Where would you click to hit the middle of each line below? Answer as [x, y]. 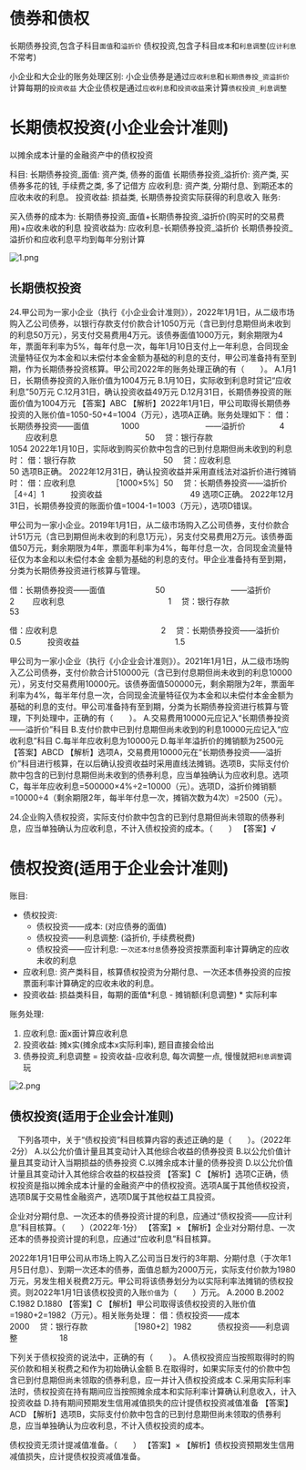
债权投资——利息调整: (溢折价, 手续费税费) [116, 937]
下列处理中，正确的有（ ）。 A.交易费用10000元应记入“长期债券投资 [157, 718]
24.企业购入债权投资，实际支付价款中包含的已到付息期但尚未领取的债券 [143, 817]
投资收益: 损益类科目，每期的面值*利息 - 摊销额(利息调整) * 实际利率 [150, 995]
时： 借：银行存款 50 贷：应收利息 [121, 460]
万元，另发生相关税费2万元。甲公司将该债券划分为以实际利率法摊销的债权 [148, 1281]
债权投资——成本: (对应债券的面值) [101, 926]
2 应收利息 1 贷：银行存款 [120, 601]
